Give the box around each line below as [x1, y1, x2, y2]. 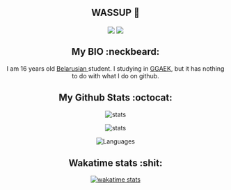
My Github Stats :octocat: [58, 92, 173, 104]
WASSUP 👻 [91, 7, 140, 19]
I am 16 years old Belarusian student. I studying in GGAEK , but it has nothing [6, 64, 225, 73]
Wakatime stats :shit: [68, 157, 163, 169]
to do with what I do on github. [71, 71, 160, 80]
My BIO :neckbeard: [71, 46, 160, 58]
